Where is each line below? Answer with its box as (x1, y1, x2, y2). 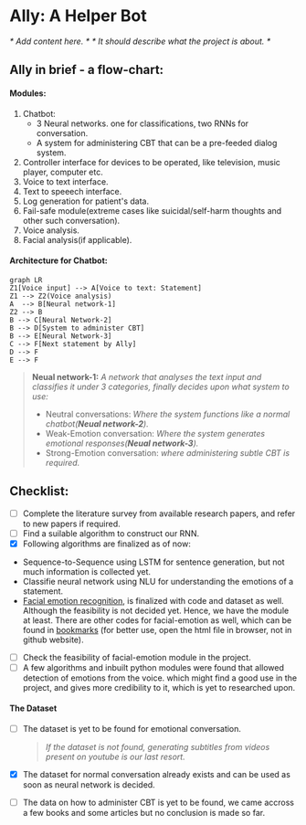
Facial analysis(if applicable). (22, 234, 132, 245)
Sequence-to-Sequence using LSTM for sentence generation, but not (22, 556, 285, 567)
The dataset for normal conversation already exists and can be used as (22, 769, 290, 780)
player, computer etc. (22, 166, 103, 177)
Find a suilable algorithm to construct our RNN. (22, 527, 199, 539)
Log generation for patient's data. (22, 196, 149, 206)
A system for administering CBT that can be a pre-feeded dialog (36, 137, 278, 148)
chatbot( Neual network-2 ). (45, 418, 149, 429)
